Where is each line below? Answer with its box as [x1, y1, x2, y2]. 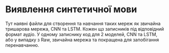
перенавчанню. [5, 42, 39, 48]
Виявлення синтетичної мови [5, 4, 137, 15]
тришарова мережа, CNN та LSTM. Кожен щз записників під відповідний [5, 25, 164, 32]
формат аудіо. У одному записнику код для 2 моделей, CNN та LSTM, [5, 31, 158, 37]
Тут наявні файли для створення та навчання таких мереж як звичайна [5, 20, 161, 26]
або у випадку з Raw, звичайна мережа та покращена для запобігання [5, 37, 159, 43]
